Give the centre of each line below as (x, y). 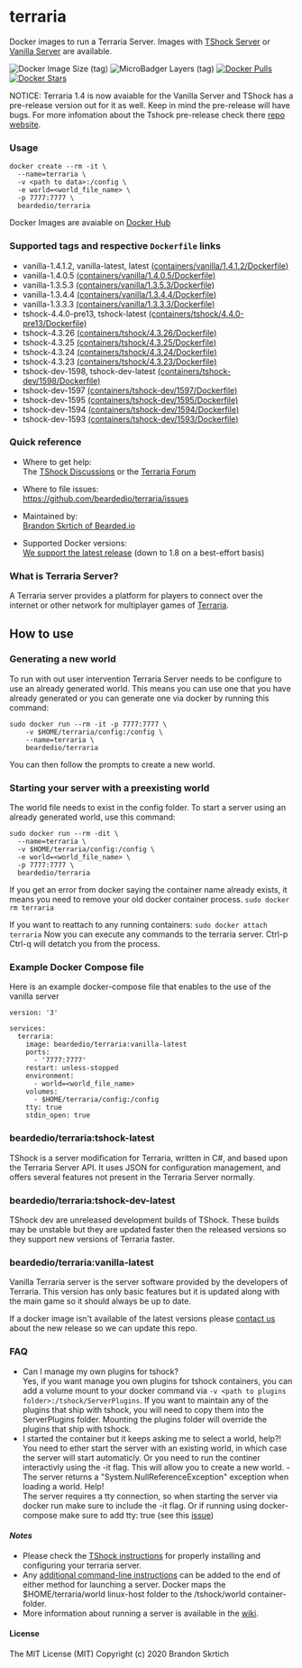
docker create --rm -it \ (58, 167)
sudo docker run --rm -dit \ (64, 834)
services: (28, 1029)
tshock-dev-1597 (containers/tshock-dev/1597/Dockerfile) (130, 390)
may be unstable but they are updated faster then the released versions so (148, 1229)
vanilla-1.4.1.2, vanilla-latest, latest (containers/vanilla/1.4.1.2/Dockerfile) (156, 266)
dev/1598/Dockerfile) (61, 380)
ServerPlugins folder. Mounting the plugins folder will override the (145, 1419)
